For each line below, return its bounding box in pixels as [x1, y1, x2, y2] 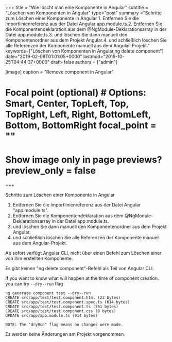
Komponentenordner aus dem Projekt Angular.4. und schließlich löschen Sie [5, 37, 167, 43]
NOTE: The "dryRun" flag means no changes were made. [5, 322, 124, 328]
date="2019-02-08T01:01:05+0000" [5, 53, 82, 60]
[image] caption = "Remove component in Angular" [5, 69, 114, 75]
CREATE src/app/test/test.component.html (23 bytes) [5, 295, 121, 300]
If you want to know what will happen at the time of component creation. [5, 275, 159, 281]
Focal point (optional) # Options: [5, 87, 147, 99]
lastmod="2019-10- [83, 53, 125, 60]
